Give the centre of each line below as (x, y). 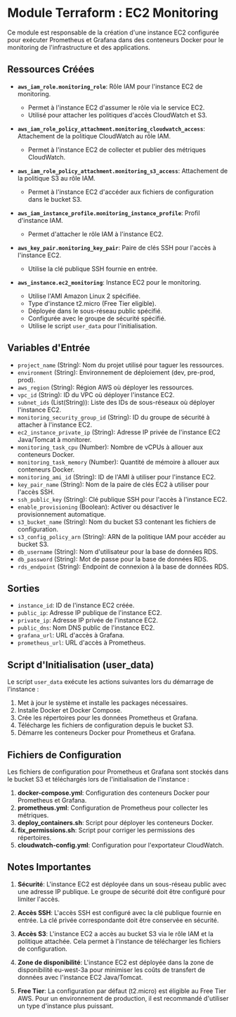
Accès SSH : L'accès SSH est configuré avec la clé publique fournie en (119, 912)
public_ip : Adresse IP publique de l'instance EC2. (90, 613)
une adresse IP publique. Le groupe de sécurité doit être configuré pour (122, 891)
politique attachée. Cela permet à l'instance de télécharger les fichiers (119, 941)
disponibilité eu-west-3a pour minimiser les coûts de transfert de (111, 970)
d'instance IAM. (40, 220)
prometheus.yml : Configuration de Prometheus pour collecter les (113, 808)
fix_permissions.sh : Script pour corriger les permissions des (106, 830)
